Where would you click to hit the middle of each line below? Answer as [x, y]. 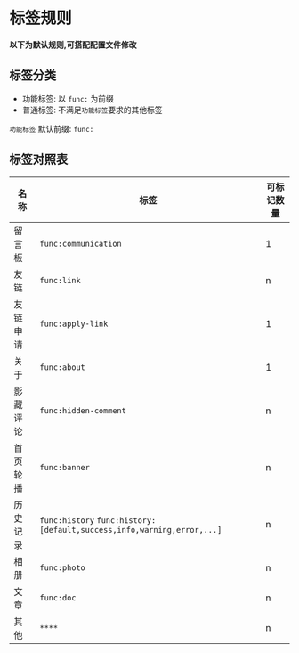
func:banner [65, 467]
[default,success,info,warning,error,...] [131, 530]
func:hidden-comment [83, 410]
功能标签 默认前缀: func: [52, 128]
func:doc [58, 597]
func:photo [63, 567]
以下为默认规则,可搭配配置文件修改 [73, 45]
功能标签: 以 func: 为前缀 [68, 98]
